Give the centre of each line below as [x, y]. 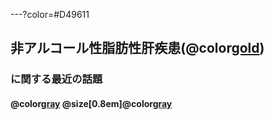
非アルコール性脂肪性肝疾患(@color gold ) [137, 48]
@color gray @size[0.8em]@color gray [91, 103]
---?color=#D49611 [50, 14]
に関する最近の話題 [56, 79]
